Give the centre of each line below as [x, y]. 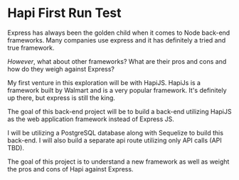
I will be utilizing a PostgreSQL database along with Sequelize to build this [116, 133]
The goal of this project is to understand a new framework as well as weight [118, 162]
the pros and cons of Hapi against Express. [70, 169]
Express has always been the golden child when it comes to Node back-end [119, 33]
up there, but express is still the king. [62, 98]
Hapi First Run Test [65, 13]
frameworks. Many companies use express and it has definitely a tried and [117, 40]
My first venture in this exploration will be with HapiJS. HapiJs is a [104, 82]
